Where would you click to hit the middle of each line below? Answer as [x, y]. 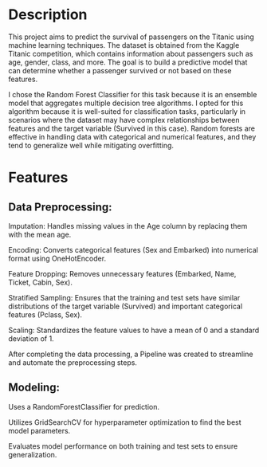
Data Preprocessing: [61, 207]
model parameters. [39, 430]
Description [48, 15]
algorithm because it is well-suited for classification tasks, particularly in [127, 111]
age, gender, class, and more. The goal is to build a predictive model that [128, 62]
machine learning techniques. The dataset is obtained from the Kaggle [124, 45]
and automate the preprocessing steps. [73, 362]
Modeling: [34, 388]
